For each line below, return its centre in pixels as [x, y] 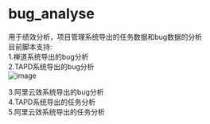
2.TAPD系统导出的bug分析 [51, 66]
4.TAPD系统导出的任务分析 [52, 102]
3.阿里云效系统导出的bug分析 [56, 91]
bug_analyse [52, 14]
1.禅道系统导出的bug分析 [49, 56]
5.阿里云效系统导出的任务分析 [56, 111]
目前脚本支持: [31, 46]
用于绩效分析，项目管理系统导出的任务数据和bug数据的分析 [105, 37]
